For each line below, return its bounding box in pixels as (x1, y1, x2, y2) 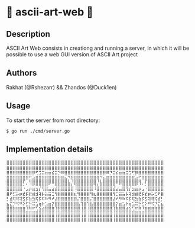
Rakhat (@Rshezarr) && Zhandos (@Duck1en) (6, 84, 117, 91)
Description (6, 29, 50, 39)
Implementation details (6, 144, 93, 155)
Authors (6, 68, 37, 78)
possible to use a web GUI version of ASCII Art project (6, 51, 138, 58)
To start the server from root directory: (6, 117, 100, 124)
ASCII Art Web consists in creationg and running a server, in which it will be (6, 44, 190, 52)
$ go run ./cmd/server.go (6, 128, 70, 134)
